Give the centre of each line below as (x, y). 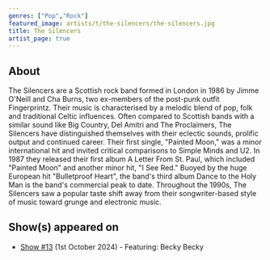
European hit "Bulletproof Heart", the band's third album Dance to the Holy (133, 176)
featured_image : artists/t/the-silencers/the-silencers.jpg (112, 23)
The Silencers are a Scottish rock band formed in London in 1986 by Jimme (134, 90)
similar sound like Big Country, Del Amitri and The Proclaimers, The (120, 125)
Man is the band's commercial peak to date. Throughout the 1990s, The (127, 185)
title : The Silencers (45, 31)
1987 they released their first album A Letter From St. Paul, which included (132, 159)
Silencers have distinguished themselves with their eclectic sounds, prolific (133, 133)
